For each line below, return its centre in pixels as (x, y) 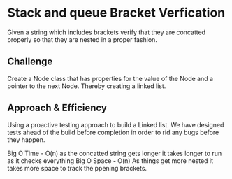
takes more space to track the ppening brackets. (77, 168)
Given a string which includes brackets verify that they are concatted (107, 32)
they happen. (26, 139)
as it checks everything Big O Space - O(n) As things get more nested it (110, 160)
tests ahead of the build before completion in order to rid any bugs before (113, 132)
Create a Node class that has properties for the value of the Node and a (110, 78)
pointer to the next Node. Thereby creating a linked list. (87, 86)
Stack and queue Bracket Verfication (116, 13)
